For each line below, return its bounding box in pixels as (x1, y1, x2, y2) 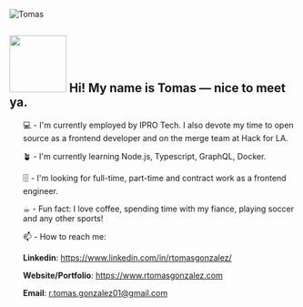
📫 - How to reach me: (22, 230, 106, 241)
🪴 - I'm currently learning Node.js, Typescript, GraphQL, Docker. (22, 150, 267, 161)
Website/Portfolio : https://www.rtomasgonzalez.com (22, 270, 223, 281)
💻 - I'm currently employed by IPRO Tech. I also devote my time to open (22, 119, 294, 130)
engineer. (22, 185, 59, 196)
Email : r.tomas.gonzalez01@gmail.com (22, 287, 168, 298)
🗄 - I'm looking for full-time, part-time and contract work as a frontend (22, 172, 287, 183)
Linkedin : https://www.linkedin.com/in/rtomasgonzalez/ (22, 251, 232, 263)
